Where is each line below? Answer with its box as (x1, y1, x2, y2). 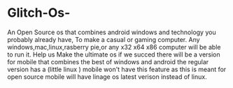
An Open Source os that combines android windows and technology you (7, 28, 216, 36)
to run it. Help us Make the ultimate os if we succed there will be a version (7, 50, 220, 59)
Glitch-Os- (7, 5, 71, 21)
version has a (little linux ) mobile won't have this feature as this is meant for (7, 65, 227, 73)
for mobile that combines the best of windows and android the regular (7, 57, 209, 66)
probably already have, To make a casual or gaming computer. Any (7, 35, 201, 43)
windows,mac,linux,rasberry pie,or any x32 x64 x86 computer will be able (7, 43, 221, 51)
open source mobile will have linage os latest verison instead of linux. (7, 72, 208, 81)
